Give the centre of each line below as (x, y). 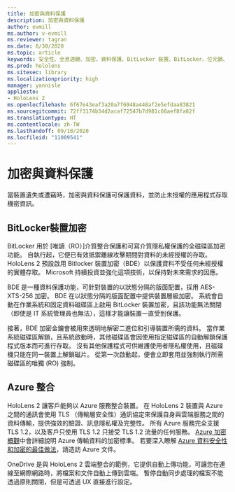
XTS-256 (20, 296)
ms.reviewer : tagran (37, 40)
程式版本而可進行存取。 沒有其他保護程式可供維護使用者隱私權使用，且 (109, 346)
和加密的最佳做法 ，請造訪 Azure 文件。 (64, 449)
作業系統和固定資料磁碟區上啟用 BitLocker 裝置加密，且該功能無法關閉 (121, 304)
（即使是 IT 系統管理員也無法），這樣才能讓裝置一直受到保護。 (96, 313)
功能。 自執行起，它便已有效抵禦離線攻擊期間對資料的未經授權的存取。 (109, 255)
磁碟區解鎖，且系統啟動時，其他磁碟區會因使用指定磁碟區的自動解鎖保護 (123, 337)
